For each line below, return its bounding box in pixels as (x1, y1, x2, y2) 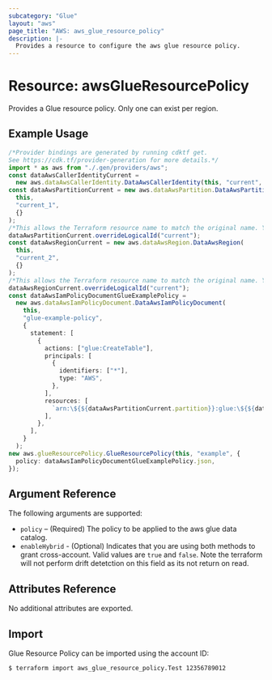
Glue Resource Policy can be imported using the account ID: (8, 648, 210, 658)
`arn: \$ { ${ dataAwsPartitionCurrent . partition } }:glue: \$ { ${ (51, 404, 255, 413)
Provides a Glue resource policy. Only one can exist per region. (8, 104, 219, 113)
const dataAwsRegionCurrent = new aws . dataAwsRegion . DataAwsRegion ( (8, 239, 244, 247)
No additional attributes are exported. (8, 604, 134, 614)
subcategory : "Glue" (8, 11, 79, 20)
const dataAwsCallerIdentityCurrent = (8, 171, 139, 179)
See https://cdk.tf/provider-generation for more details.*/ (8, 155, 219, 164)
